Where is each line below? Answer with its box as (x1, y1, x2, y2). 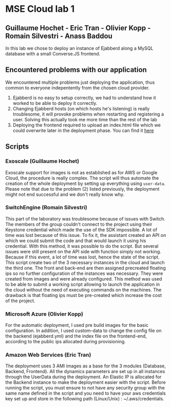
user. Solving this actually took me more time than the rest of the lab (12, 116, 158, 122)
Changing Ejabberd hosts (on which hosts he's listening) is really (12, 105, 150, 112)
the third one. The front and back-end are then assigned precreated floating (5, 265, 166, 271)
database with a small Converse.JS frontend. (5, 51, 101, 57)
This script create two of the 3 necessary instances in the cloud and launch (5, 259, 165, 265)
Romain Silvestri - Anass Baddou (5, 31, 113, 40)
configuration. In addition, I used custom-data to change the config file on (5, 327, 162, 334)
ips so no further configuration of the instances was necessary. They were (5, 270, 163, 276)
